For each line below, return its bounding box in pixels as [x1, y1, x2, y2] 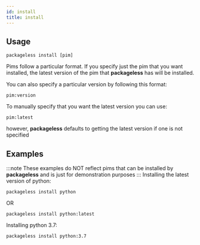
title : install [6, 14, 44, 20]
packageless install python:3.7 [6, 233, 87, 240]
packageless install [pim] [6, 52, 73, 59]
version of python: [6, 177, 51, 184]
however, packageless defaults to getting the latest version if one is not [6, 125, 183, 132]
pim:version [6, 92, 36, 99]
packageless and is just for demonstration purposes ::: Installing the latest [6, 171, 189, 179]
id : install [6, 8, 36, 15]
